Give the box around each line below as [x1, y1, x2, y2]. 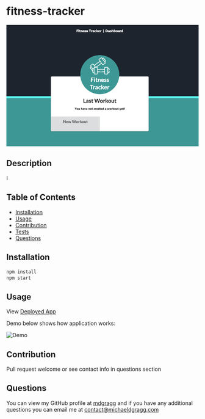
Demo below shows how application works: [6, 319, 116, 327]
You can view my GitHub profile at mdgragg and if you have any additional [6, 399, 193, 407]
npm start [6, 275, 32, 282]
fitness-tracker [6, 4, 85, 18]
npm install [6, 269, 37, 275]
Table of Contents [6, 192, 76, 203]
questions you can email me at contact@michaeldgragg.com [6, 406, 159, 413]
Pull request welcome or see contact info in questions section [6, 365, 162, 373]
